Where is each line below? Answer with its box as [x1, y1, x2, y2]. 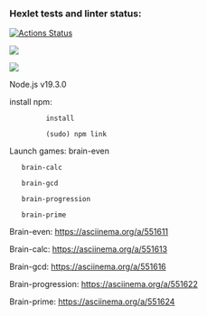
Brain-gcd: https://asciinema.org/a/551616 [9, 261, 167, 273]
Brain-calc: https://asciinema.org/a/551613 [9, 244, 168, 255]
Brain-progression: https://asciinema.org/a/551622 [9, 279, 199, 290]
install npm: [9, 97, 52, 107]
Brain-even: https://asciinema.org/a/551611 [9, 227, 169, 237]
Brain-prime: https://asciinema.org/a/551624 [9, 296, 175, 307]
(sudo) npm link [45, 130, 107, 139]
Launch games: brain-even [9, 145, 110, 156]
